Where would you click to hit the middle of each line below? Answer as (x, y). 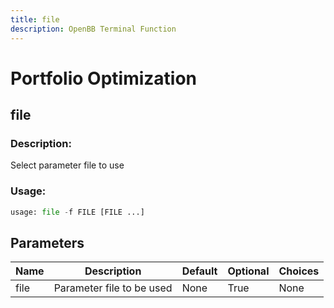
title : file (35, 19)
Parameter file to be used (113, 288)
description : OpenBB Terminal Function (93, 29)
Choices (299, 271)
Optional (248, 271)
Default (199, 271)
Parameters (47, 242)
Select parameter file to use (67, 165)
